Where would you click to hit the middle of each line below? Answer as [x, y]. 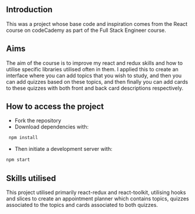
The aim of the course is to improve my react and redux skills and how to [95, 63]
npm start [18, 160]
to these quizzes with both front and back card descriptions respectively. [95, 88]
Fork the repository [38, 121]
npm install [23, 138]
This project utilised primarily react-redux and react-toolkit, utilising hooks [96, 192]
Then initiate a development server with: [64, 149]
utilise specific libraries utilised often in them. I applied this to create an [92, 69]
